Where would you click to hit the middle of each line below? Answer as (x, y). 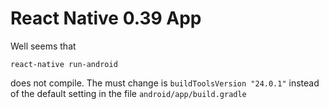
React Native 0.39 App (106, 18)
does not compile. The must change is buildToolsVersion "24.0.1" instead (165, 83)
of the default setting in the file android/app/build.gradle (128, 93)
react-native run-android (64, 64)
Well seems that (43, 46)
